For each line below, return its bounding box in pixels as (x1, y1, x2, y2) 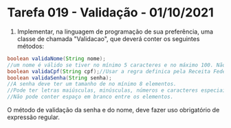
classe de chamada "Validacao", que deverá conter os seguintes (16, 34, 200, 42)
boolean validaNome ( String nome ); (7, 55, 107, 62)
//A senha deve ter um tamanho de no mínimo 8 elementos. (7, 81, 177, 88)
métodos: (16, 42, 45, 50)
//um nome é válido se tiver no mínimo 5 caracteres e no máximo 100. (7, 62, 214, 68)
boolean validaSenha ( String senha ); (7, 74, 112, 81)
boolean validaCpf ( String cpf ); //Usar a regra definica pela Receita (7, 68, 211, 75)
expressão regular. (7, 113, 60, 121)
